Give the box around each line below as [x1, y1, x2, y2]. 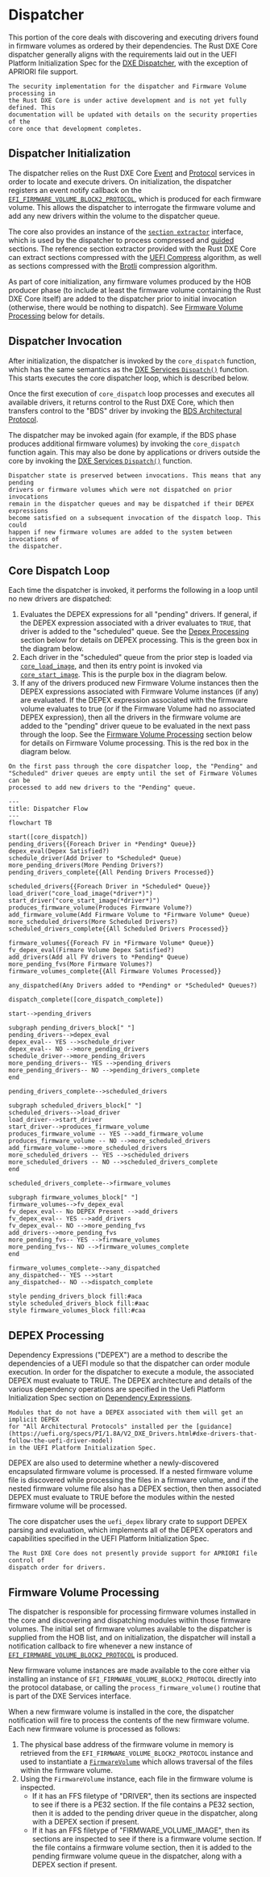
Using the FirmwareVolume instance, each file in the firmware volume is [19, 1774, 254, 1783]
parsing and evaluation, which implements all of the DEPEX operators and [8, 1525, 253, 1535]
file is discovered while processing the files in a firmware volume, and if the [8, 1476, 260, 1485]
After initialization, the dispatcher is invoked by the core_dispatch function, [8, 355, 256, 365]
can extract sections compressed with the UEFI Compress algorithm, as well [8, 252, 262, 262]
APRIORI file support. [8, 66, 79, 76]
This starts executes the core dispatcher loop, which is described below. [8, 373, 249, 383]
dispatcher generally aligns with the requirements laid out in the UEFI [8, 49, 238, 59]
